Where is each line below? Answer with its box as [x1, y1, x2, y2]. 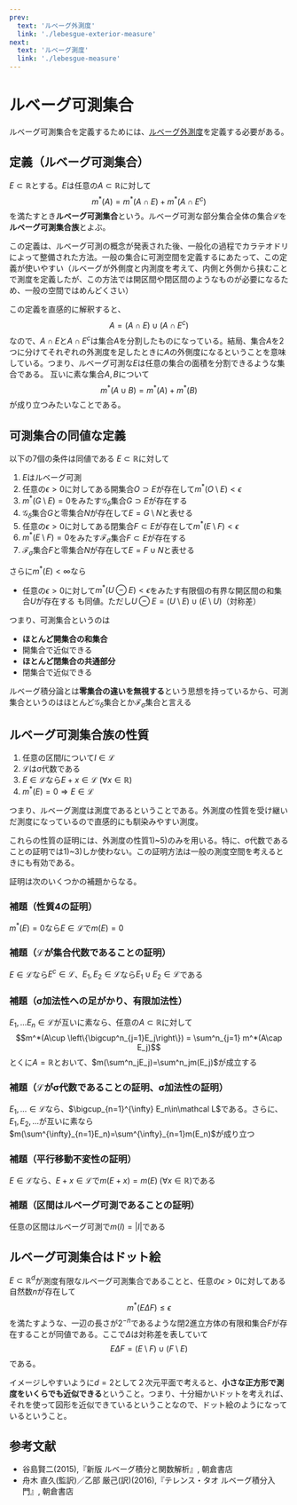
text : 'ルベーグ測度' [17, 46, 89, 55]
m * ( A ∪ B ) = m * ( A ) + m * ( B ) [100, 383, 198, 395]
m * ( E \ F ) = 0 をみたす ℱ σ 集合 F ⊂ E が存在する [21, 530, 186, 545]
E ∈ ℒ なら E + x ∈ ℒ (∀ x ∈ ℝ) [21, 774, 133, 785]
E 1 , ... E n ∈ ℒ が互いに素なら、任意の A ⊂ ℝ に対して [9, 1017, 193, 1030]
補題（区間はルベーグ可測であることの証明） [9, 1200, 200, 1212]
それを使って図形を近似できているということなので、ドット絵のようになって [9, 1399, 288, 1410]
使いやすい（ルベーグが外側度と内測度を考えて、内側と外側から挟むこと [24, 263, 288, 273]
